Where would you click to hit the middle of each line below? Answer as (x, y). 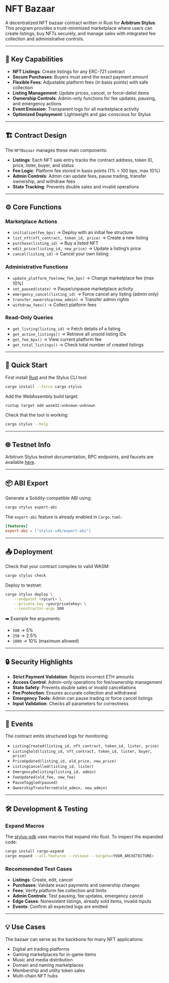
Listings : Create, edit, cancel (43, 880)
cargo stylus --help (27, 424)
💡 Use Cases (26, 927)
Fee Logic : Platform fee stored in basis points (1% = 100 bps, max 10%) (86, 170)
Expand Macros (25, 825)
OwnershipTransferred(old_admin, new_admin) (60, 788)
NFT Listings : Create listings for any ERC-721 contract (69, 72)
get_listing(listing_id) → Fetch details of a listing (66, 328)
